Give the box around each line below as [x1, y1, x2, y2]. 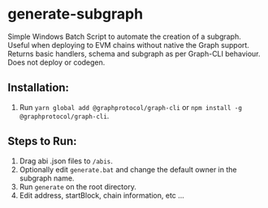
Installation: [7, 81, 70, 95]
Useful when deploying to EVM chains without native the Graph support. [7, 40, 249, 49]
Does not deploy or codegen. [7, 57, 106, 67]
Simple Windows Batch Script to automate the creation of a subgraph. [7, 32, 241, 41]
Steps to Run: [7, 134, 78, 148]
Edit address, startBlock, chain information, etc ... [19, 190, 184, 200]
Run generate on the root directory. [19, 181, 137, 191]
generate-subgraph [7, 5, 144, 23]
